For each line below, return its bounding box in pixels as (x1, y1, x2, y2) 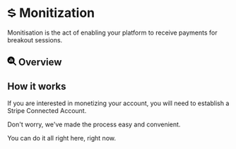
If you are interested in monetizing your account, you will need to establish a (7, 99, 230, 107)
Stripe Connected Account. (7, 107, 87, 115)
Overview (18, 56, 62, 68)
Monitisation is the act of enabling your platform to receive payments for (7, 28, 218, 37)
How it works (7, 80, 66, 93)
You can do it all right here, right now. (7, 134, 117, 143)
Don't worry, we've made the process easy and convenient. (7, 120, 181, 129)
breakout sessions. (7, 35, 63, 44)
